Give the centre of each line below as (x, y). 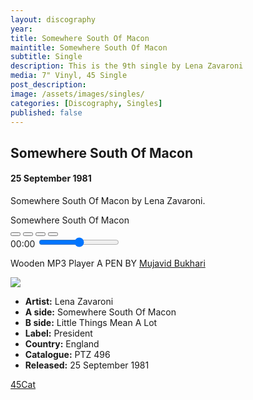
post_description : (48, 85)
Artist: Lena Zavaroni (69, 301)
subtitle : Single (46, 57)
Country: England (62, 343)
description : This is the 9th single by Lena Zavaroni (127, 66)
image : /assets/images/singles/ (77, 94)
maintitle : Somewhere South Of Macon (89, 47)
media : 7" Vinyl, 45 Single (69, 76)
